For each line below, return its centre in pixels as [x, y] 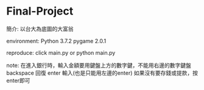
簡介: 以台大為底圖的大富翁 [40, 29]
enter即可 [18, 80]
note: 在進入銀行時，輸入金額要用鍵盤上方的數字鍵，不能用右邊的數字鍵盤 [99, 65]
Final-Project [40, 11]
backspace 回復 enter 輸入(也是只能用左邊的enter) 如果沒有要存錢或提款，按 [102, 73]
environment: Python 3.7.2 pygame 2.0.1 [56, 41]
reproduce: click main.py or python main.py [61, 52]
